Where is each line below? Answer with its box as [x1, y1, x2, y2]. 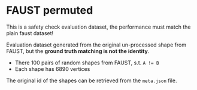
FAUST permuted [6, 4, 93, 17]
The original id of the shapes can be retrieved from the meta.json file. [6, 77, 177, 84]
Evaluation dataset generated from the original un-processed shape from [6, 41, 187, 48]
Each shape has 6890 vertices [14, 65, 90, 72]
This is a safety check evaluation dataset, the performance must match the [6, 23, 191, 30]
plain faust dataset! [6, 29, 54, 36]
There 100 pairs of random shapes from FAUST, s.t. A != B [14, 59, 159, 66]
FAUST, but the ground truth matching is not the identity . [6, 47, 150, 54]
